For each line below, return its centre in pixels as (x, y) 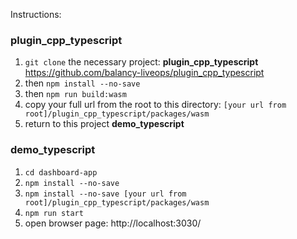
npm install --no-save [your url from (105, 194)
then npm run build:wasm (75, 94)
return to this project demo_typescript (104, 124)
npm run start (54, 213)
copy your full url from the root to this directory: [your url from (155, 105)
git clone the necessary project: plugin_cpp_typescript (141, 62)
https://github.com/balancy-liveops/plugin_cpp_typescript (144, 73)
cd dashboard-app (61, 172)
